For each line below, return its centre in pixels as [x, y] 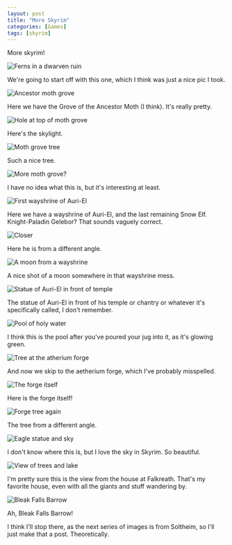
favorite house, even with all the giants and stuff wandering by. [97, 487]
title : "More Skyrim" [39, 20]
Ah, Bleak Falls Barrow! [40, 513]
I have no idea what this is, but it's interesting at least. [84, 188]
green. [17, 344]
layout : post [26, 14]
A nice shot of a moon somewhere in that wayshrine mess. [91, 276]
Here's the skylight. [35, 133]
